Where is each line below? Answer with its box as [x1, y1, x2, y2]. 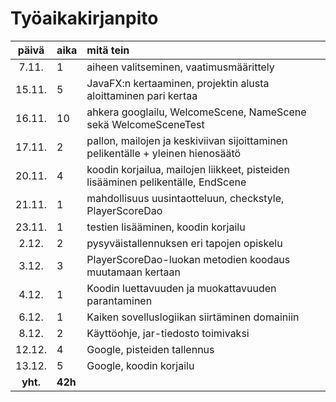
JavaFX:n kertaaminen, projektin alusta [86, 76, 270, 90]
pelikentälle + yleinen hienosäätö [86, 146, 242, 160]
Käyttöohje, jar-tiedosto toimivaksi [86, 326, 250, 340]
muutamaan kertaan [86, 265, 182, 279]
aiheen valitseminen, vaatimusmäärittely [86, 60, 275, 74]
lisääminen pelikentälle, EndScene [86, 175, 247, 189]
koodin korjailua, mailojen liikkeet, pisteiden [86, 162, 290, 176]
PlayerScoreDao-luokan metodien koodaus [86, 252, 291, 266]
